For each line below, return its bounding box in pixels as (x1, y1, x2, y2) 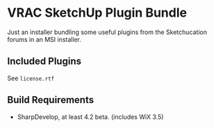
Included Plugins (7, 56, 82, 67)
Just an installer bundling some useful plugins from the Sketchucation (7, 28, 207, 36)
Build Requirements (7, 94, 94, 106)
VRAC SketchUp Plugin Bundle (7, 5, 188, 21)
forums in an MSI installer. (7, 35, 82, 43)
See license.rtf (7, 74, 54, 82)
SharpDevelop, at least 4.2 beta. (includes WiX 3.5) (17, 113, 164, 121)
